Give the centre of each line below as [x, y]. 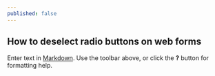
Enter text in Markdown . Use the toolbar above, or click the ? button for [108, 58]
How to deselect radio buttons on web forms [104, 42]
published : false [32, 13]
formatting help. [30, 66]
